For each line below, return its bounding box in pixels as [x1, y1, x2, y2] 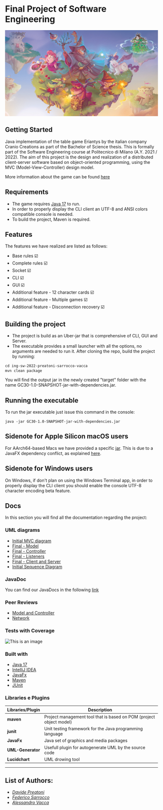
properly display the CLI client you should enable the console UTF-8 [5, 482, 142, 488]
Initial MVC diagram [12, 538, 52, 544]
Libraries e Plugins [5, 694, 50, 701]
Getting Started [5, 125, 53, 134]
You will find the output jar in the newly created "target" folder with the [5, 377, 147, 383]
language [44, 731, 63, 737]
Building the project [5, 320, 66, 328]
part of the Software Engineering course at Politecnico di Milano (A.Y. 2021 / [5, 149, 158, 155]
